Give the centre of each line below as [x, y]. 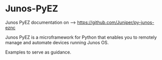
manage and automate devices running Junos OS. [57, 42]
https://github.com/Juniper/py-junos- [116, 22]
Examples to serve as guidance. [38, 52]
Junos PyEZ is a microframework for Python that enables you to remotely [81, 37]
